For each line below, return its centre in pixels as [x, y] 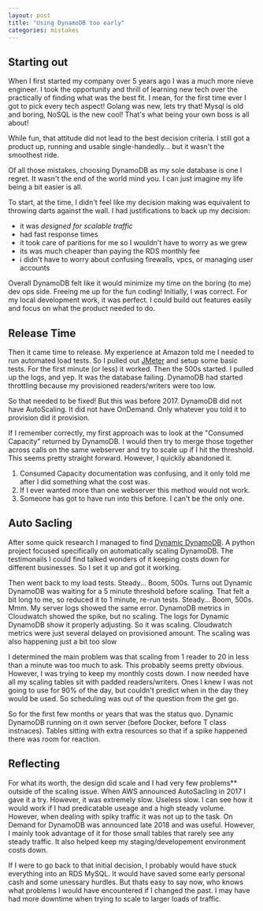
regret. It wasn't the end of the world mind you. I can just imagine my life [126, 179]
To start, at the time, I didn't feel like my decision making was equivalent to [129, 203]
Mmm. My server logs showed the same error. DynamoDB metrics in [119, 607]
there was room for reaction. [54, 739]
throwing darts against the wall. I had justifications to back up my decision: [129, 211]
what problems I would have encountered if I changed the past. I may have [129, 890]
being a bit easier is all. [45, 187]
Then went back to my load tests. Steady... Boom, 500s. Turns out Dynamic [131, 582]
